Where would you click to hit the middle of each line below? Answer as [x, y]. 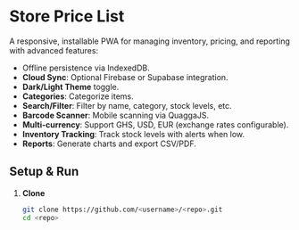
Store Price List [67, 16]
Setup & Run [44, 172]
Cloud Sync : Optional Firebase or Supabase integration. [125, 77]
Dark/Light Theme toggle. [71, 86]
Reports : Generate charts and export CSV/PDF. [109, 144]
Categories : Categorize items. [78, 96]
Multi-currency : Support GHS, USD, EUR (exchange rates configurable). [155, 124]
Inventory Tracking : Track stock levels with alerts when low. [133, 134]
